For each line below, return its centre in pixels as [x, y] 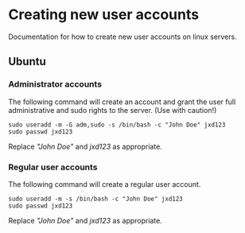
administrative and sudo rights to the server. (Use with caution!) [113, 110]
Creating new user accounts [104, 15]
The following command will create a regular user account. [105, 184]
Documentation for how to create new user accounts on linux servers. [122, 37]
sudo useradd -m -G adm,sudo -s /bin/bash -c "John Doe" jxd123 [117, 125]
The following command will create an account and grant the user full [122, 102]
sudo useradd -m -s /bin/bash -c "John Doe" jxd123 [95, 199]
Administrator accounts [55, 84]
